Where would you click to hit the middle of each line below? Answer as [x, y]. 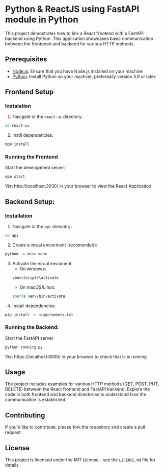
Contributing [25, 415]
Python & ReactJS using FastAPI [72, 9]
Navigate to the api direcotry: [42, 227]
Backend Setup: [30, 202]
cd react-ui [17, 126]
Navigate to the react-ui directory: [47, 117]
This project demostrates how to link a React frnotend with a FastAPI [74, 33]
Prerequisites [26, 59]
